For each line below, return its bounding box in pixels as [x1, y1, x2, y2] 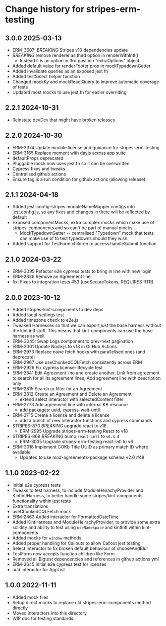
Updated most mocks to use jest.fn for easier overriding [12, 89, 127, 95]
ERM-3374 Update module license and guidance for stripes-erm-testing [12, 144, 160, 150]
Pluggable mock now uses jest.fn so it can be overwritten [12, 160, 130, 166]
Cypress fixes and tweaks [12, 166, 65, 172]
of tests [12, 84, 28, 90]
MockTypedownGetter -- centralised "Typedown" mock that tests [19, 230, 154, 236]
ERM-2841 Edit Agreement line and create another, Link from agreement [12, 370, 160, 376]
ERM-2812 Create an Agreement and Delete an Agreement [12, 391, 132, 397]
